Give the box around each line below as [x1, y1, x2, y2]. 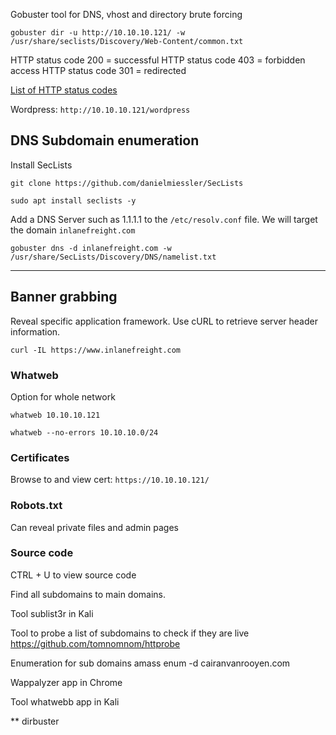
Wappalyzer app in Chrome [10, 676, 123, 688]
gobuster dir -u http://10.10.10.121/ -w [10, 28, 186, 38]
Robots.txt [10, 499, 63, 513]
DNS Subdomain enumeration [10, 132, 200, 149]
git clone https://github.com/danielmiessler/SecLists [10, 178, 244, 188]
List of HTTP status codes [10, 84, 118, 96]
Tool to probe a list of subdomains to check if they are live [10, 627, 250, 639]
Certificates [10, 450, 70, 464]
